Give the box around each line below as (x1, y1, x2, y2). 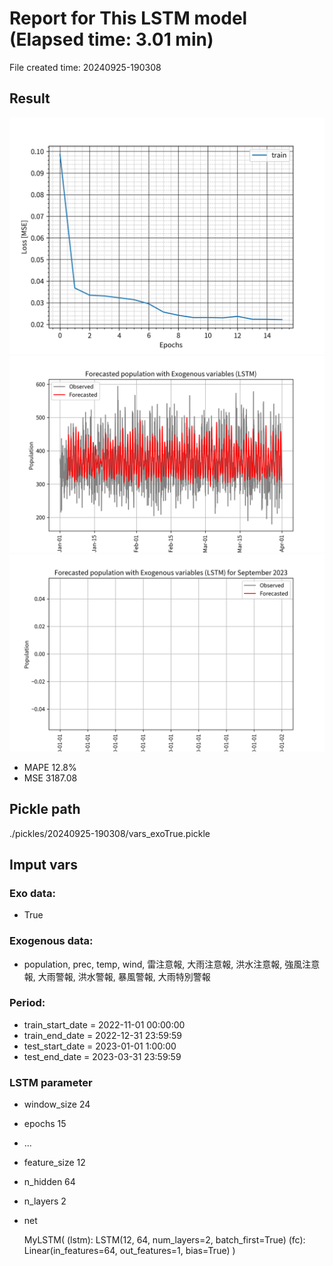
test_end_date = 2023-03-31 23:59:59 (23, 1050, 182, 1062)
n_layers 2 (23, 1195, 67, 1207)
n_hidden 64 (23, 1176, 76, 1188)
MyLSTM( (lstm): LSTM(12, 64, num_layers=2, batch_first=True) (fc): (23, 1234, 306, 1246)
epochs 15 (23, 1118, 67, 1130)
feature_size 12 (23, 1157, 86, 1169)
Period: (9, 996, 46, 1010)
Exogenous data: (9, 934, 94, 948)
